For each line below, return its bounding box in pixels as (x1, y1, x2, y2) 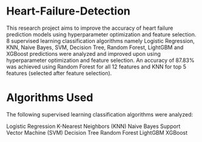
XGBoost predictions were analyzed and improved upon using (6, 50, 161, 57)
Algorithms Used (6, 91, 93, 104)
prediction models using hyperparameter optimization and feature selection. (6, 30, 197, 38)
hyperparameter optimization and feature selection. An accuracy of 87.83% (6, 56, 195, 64)
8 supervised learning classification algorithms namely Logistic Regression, (6, 37, 195, 44)
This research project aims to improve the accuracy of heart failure (6, 24, 173, 32)
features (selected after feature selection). (6, 69, 112, 76)
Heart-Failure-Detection (6, 4, 130, 18)
